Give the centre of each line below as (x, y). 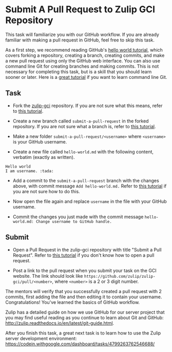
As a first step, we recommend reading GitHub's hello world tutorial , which (84, 50)
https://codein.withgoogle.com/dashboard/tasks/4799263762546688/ (80, 344)
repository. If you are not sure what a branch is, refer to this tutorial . (84, 126)
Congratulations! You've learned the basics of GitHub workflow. (73, 302)
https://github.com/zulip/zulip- (120, 276)
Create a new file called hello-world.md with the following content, (83, 152)
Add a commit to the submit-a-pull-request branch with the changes (86, 180)
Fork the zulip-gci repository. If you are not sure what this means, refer (88, 106)
